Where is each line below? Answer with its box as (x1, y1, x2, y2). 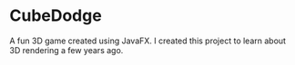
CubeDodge (9, 5, 102, 26)
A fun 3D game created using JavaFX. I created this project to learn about (9, 35, 287, 46)
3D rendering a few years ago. (9, 44, 124, 55)
